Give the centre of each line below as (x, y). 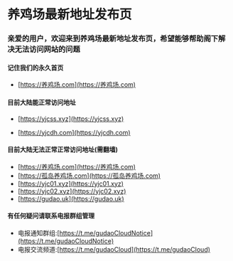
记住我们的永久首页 (36, 68)
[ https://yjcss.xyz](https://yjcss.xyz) (71, 119)
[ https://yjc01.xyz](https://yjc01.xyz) (71, 183)
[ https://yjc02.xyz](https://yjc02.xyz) (72, 191)
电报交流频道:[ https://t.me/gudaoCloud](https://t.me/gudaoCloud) (114, 249)
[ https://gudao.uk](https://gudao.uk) (71, 198)
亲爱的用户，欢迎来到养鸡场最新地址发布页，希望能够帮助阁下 (113, 38)
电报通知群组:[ (38, 233)
